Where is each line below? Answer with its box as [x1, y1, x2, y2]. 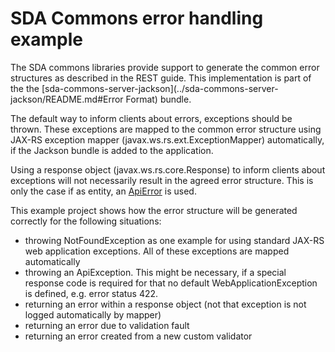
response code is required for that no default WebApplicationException [24, 277, 318, 289]
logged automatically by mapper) [24, 308, 162, 321]
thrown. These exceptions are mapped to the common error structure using [10, 123, 322, 135]
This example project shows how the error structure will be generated [10, 204, 298, 216]
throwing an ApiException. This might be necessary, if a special [24, 266, 287, 278]
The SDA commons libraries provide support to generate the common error [10, 61, 320, 73]
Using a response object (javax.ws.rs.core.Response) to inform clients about [10, 163, 326, 176]
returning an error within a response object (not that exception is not [24, 298, 307, 310]
